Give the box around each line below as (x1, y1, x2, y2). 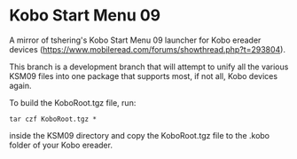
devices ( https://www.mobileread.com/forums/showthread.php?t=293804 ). (9, 44, 286, 54)
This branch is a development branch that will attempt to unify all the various (9, 61, 289, 72)
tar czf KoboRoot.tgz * (9, 115, 98, 123)
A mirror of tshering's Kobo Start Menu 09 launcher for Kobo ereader (9, 35, 262, 45)
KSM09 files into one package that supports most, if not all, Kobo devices (9, 70, 277, 81)
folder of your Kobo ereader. (9, 139, 113, 150)
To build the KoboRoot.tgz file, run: (9, 97, 137, 107)
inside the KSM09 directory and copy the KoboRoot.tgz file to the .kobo (9, 130, 270, 140)
